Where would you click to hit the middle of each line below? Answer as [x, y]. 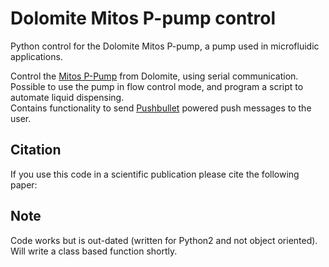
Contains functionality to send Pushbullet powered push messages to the [161, 108]
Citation [36, 150]
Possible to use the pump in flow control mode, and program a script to [157, 86]
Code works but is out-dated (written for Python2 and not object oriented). [164, 240]
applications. [36, 56]
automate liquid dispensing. [67, 97]
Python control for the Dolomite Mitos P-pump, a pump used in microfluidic [165, 46]
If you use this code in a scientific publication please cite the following [155, 174]
